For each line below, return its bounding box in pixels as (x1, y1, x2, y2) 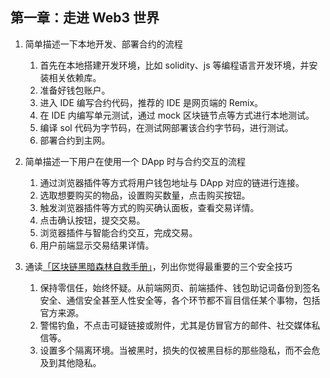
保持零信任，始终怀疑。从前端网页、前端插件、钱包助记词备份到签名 (39, 281, 321, 293)
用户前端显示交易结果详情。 (39, 239, 155, 251)
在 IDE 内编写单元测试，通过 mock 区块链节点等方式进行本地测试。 (39, 109, 315, 121)
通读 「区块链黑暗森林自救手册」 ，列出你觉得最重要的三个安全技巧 (24, 260, 293, 272)
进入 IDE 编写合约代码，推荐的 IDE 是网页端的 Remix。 (39, 96, 264, 108)
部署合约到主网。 (39, 134, 111, 146)
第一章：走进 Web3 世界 (10, 9, 160, 27)
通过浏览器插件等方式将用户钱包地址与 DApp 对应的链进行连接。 (39, 176, 305, 188)
